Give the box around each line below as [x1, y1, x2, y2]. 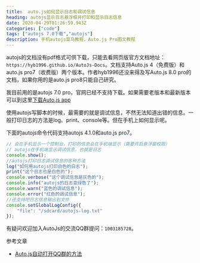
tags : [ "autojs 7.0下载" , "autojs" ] [6, 31, 93, 37]
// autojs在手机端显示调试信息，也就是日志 [6, 146, 101, 152]
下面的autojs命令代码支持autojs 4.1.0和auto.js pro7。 [6, 129, 136, 136]
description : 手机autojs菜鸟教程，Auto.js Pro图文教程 [6, 36, 136, 42]
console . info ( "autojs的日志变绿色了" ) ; [6, 180, 99, 186]
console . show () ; [6, 152, 47, 158]
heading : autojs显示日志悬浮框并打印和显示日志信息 [6, 14, 122, 20]
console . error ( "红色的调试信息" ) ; [6, 191, 86, 197]
